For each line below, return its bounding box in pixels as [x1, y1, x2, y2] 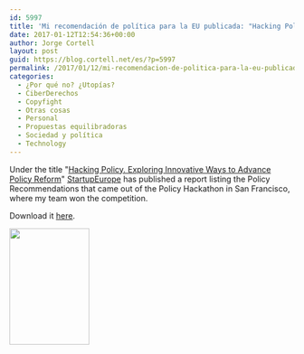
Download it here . [9, 210, 75, 221]
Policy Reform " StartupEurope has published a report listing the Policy [9, 173, 271, 184]
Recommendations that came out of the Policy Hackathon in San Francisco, [9, 182, 290, 194]
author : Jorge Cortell [9, 38, 95, 48]
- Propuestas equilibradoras [17, 123, 128, 132]
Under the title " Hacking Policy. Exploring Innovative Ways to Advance [9, 163, 271, 174]
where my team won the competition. [9, 192, 148, 203]
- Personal [17, 114, 59, 123]
